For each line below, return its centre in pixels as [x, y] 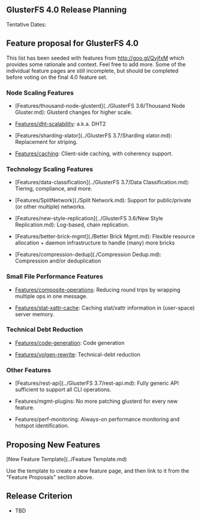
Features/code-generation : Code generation [70, 343]
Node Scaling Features [40, 93]
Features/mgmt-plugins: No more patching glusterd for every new [96, 401]
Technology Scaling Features [50, 169]
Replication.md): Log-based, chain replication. [72, 225]
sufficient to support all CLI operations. [63, 390]
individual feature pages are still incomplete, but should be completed [92, 70]
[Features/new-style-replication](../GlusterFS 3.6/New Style [89, 219]
